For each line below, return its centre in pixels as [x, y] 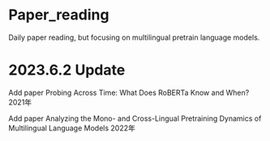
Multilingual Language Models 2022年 [72, 128]
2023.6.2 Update [67, 70]
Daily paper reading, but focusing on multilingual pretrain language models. [134, 37]
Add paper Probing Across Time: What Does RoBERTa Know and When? [129, 92]
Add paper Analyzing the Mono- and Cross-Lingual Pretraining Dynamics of [135, 118]
